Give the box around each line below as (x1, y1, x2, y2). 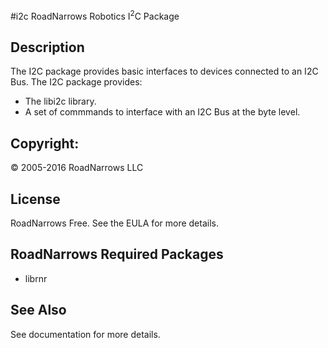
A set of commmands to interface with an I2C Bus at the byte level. (24, 106, 301, 118)
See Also (10, 302, 67, 319)
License (10, 190, 61, 208)
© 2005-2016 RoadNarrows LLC (10, 162, 144, 174)
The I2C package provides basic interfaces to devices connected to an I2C (10, 65, 319, 78)
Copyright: (10, 135, 80, 152)
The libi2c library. (24, 95, 97, 108)
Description (10, 39, 85, 56)
